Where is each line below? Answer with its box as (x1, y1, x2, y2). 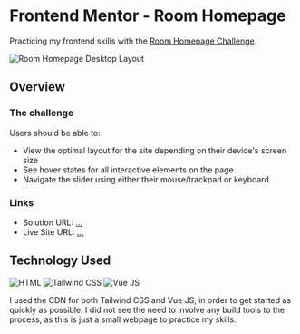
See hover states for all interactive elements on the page (22, 164, 234, 175)
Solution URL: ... (22, 217, 83, 228)
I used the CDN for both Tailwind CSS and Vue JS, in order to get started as (9, 294, 292, 305)
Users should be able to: (9, 127, 102, 138)
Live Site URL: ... (22, 226, 84, 237)
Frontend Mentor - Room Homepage (9, 5, 287, 26)
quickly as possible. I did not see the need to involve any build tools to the (9, 304, 285, 315)
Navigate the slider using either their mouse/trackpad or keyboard (22, 173, 269, 184)
